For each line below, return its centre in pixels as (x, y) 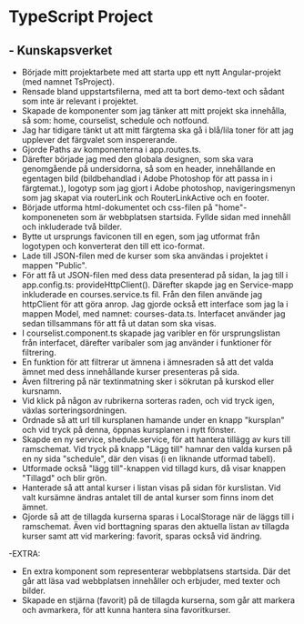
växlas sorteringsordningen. (74, 410)
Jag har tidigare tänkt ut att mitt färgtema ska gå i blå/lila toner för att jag (157, 130)
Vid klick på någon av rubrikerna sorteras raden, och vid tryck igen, (148, 401)
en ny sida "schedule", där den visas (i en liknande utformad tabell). (148, 458)
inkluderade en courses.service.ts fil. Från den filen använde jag (142, 294)
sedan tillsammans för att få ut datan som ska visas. (119, 323)
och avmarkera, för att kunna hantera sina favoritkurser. (126, 610)
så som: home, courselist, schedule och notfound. (116, 121)
